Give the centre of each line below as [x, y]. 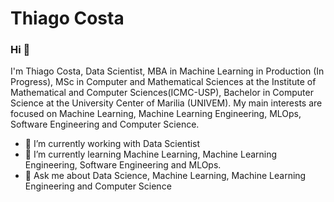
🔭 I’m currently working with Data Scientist [112, 144]
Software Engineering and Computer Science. [105, 124]
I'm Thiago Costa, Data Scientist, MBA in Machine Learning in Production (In [167, 71]
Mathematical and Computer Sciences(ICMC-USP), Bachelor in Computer [162, 93]
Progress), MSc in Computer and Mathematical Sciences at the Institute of [163, 82]
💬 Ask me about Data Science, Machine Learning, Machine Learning [165, 176]
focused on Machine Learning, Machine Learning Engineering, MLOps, [156, 114]
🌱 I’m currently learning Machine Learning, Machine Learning [151, 154]
